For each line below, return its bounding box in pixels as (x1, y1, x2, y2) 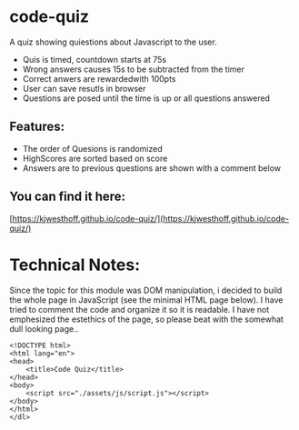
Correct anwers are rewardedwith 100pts (22, 73, 176, 84)
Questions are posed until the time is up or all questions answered (22, 93, 271, 104)
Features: (9, 119, 65, 135)
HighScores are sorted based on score (22, 153, 168, 164)
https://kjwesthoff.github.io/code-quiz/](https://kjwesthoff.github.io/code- (12, 213, 289, 224)
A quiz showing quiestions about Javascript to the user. (9, 36, 217, 47)
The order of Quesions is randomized (22, 143, 164, 154)
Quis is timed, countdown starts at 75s (22, 54, 166, 65)
